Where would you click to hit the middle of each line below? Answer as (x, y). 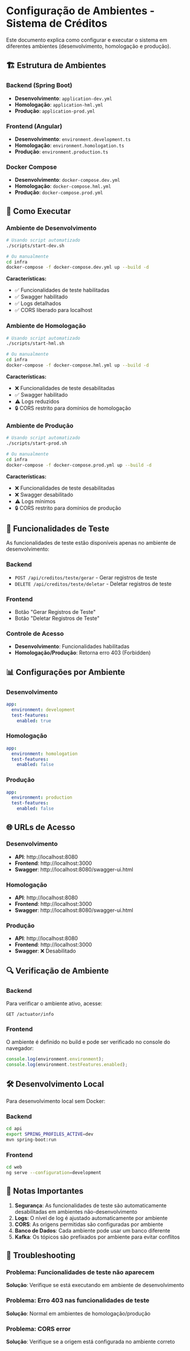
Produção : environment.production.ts (61, 152)
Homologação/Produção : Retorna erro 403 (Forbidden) (83, 653)
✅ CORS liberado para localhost (53, 310)
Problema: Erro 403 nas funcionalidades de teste (78, 1301)
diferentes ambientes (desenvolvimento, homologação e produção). (89, 46)
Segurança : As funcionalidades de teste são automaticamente (91, 1205)
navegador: (20, 1048)
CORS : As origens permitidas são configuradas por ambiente (89, 1224)
